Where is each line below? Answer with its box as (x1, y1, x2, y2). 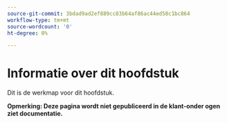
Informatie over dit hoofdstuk (7, 65, 179, 81)
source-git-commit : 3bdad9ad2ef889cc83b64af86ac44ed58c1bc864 (7, 10, 190, 17)
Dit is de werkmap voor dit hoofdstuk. (7, 88, 115, 97)
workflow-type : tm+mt (7, 17, 70, 24)
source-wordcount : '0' (7, 23, 73, 30)
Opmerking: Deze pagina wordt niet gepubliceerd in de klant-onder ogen (7, 102, 221, 110)
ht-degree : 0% (7, 29, 48, 37)
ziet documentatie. (7, 109, 64, 118)
